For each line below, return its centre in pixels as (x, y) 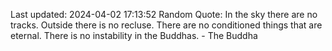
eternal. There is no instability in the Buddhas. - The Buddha (134, 35)
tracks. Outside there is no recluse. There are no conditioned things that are (166, 25)
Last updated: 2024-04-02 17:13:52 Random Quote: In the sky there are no (164, 14)
